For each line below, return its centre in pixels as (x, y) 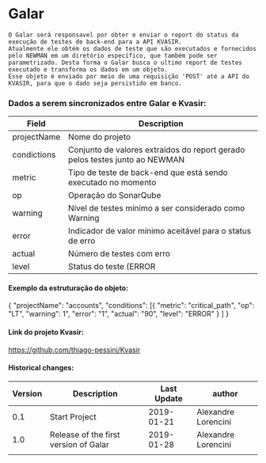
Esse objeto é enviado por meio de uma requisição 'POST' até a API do (129, 76)
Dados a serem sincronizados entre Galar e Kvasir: (108, 103)
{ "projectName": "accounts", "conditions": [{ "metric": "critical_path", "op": (131, 306)
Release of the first (85, 435)
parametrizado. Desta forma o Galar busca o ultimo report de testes (125, 63)
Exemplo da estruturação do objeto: (68, 288)
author (226, 393)
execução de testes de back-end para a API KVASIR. (95, 42)
